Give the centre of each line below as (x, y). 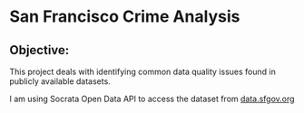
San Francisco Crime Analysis (125, 17)
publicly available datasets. (60, 81)
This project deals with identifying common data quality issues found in (143, 71)
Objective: (39, 50)
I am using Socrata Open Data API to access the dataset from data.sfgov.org (152, 99)
